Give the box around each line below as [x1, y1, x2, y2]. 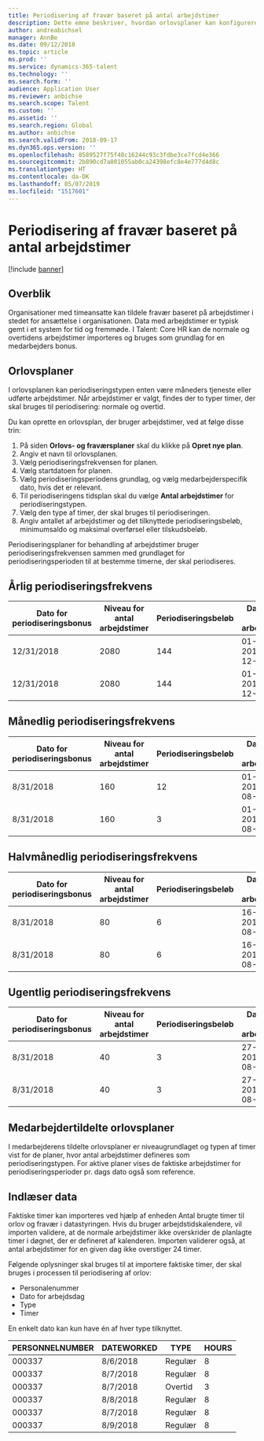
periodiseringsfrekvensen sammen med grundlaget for [8, 549, 185, 558]
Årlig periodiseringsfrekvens [8, 579, 153, 593]
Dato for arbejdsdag [19, 1292, 85, 1301]
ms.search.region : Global [8, 121, 93, 129]
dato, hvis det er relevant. [19, 482, 103, 493]
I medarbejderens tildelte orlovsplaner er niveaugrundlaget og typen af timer [8, 1142, 256, 1152]
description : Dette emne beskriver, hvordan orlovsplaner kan [8, 19, 216, 27]
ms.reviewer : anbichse [8, 92, 82, 100]
